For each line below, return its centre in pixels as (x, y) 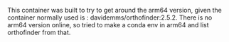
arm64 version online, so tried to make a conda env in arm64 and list (108, 25)
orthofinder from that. (39, 32)
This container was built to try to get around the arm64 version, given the (114, 10)
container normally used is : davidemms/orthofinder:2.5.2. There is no (110, 17)
